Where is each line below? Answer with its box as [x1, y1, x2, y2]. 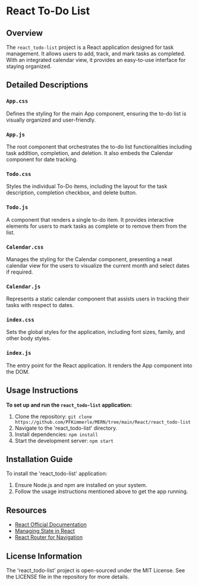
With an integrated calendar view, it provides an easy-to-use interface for [6, 57, 186, 63]
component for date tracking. [6, 156, 78, 163]
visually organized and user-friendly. [6, 116, 96, 123]
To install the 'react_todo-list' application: [6, 470, 108, 478]
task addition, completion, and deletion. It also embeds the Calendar [6, 149, 174, 156]
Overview [6, 28, 43, 38]
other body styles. [6, 335, 51, 342]
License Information [6, 551, 82, 561]
